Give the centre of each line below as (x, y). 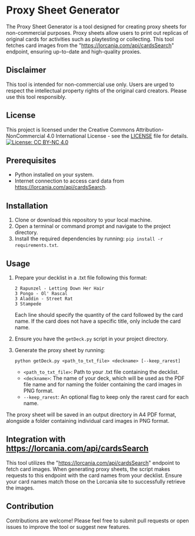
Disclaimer (26, 70)
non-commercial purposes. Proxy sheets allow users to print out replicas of (97, 32)
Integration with (36, 439)
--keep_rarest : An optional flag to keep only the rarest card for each (106, 397)
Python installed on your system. (54, 175)
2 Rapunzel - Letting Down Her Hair (59, 289)
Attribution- (150, 130)
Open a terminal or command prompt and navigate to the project (93, 226)
